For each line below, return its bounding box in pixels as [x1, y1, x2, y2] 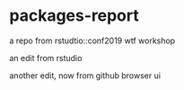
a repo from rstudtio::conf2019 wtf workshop [9, 35, 176, 46]
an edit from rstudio [9, 52, 83, 63]
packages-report [9, 5, 139, 26]
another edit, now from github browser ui [9, 69, 162, 81]
